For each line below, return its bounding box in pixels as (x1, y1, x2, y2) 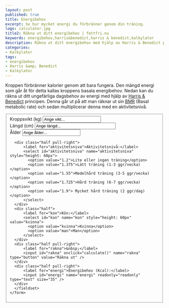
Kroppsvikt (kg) (10, 116, 42, 122)
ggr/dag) (126, 188, 145, 193)
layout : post (5, 7, 33, 13)
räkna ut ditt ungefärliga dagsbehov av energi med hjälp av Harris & (5, 93, 145, 99)
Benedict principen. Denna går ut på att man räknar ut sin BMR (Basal (5, 98, 149, 104)
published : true (5, 12, 39, 17)
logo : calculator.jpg (5, 26, 51, 31)
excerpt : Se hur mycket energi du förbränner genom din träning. (5, 21, 145, 27)
